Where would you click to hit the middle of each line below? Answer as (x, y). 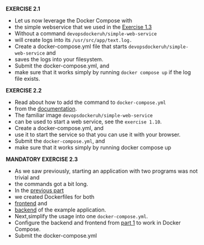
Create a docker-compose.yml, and (59, 128)
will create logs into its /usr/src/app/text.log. (73, 40)
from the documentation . (46, 109)
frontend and (31, 203)
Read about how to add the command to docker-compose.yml (90, 102)
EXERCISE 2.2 (24, 90)
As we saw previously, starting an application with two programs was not (106, 171)
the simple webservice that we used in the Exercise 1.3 (83, 27)
